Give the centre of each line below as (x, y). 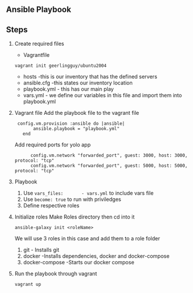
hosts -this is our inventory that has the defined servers (90, 77)
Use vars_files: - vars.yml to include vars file (88, 193)
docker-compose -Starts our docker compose (79, 263)
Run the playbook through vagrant (56, 274)
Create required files (39, 44)
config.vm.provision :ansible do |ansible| (71, 124)
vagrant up (28, 285)
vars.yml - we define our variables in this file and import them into (103, 96)
